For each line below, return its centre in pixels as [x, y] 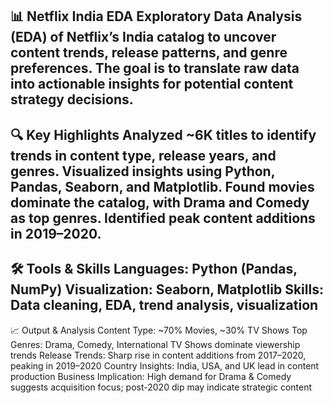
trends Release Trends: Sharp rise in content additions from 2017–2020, [158, 355]
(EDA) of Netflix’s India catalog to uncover [143, 37]
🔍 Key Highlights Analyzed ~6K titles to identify [163, 134]
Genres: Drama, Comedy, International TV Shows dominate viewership [155, 344]
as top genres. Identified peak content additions [163, 218]
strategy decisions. [72, 99]
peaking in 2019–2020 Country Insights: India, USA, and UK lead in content [165, 365]
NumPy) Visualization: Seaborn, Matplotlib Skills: [167, 289]
